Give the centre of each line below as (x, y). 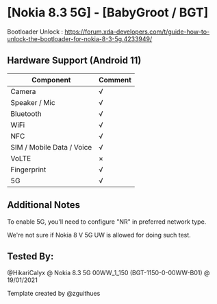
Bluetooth (26, 113)
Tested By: (30, 256)
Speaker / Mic (33, 102)
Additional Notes (44, 205)
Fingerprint (28, 169)
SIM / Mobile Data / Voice (51, 147)
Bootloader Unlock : (35, 32)
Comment (115, 80)
